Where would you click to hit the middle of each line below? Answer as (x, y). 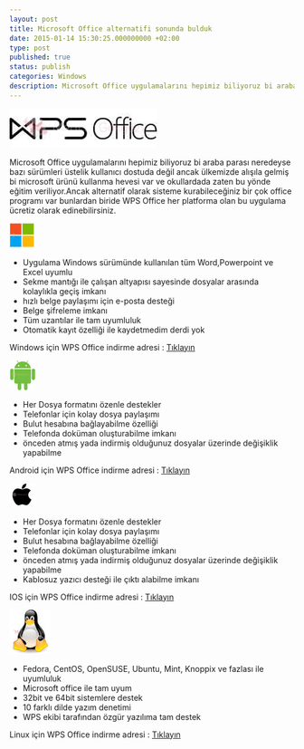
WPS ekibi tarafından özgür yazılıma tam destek (112, 716)
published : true (40, 58)
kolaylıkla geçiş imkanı (64, 291)
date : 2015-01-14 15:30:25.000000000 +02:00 (95, 38)
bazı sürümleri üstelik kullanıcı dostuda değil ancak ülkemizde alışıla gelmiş (149, 171)
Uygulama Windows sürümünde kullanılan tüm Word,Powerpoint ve (148, 262)
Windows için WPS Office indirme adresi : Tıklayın (103, 347)
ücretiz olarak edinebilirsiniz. (63, 210)
